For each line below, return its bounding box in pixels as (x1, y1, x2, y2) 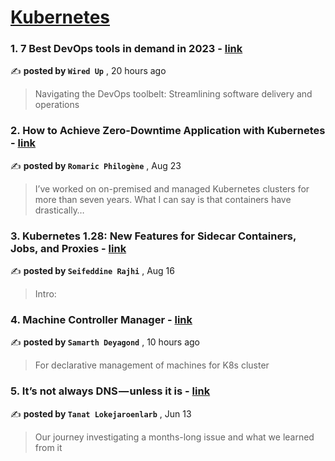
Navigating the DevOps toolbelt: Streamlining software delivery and (34, 88, 313, 100)
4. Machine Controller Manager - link (10, 313, 193, 326)
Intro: (34, 288, 57, 300)
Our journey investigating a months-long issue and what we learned (34, 431, 315, 443)
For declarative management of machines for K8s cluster (34, 359, 270, 371)
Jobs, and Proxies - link (10, 241, 127, 255)
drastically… (34, 204, 85, 216)
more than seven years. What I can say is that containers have (34, 193, 292, 205)
